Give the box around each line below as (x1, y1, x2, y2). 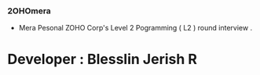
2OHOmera (7, 5, 52, 16)
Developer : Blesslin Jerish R (7, 51, 198, 68)
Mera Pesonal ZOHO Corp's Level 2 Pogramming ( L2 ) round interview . (18, 23, 253, 33)
